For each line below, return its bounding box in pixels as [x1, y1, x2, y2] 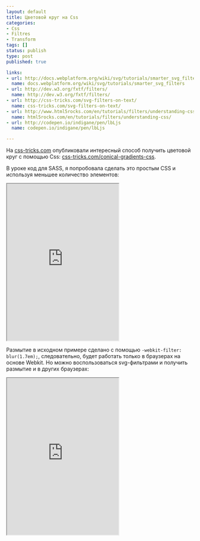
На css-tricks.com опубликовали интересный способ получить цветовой [6, 147, 191, 154]
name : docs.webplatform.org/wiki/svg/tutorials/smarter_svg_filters [11, 81, 185, 87]
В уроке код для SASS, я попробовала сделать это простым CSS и [6, 165, 176, 172]
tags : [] [6, 42, 28, 48]
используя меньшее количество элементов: [6, 171, 120, 178]
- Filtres [6, 31, 31, 37]
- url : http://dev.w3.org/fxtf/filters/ [6, 86, 108, 93]
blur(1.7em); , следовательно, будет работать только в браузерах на [6, 353, 180, 360]
